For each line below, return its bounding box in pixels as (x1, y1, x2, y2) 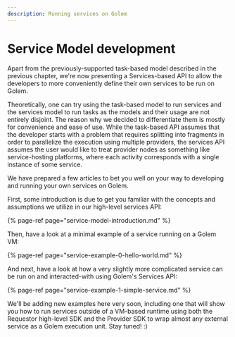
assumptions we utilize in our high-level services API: (7, 202, 162, 211)
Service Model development (7, 40, 176, 56)
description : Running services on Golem (7, 10, 128, 18)
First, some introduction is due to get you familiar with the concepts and (7, 195, 216, 203)
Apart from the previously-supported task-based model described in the (7, 64, 217, 73)
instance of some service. (7, 160, 83, 168)
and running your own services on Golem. (7, 181, 129, 190)
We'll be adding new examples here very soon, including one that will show (7, 299, 225, 307)
